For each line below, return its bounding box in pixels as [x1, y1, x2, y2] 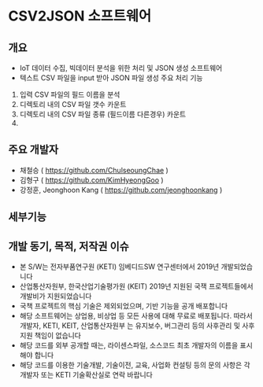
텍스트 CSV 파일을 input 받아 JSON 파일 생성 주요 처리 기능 [19, 73, 203, 83]
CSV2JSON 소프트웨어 [8, 7, 152, 25]
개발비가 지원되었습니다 [19, 292, 92, 301]
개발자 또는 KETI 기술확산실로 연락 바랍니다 [19, 370, 154, 380]
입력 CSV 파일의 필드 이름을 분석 [19, 90, 120, 99]
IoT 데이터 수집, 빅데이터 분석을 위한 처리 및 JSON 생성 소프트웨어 [19, 64, 223, 72]
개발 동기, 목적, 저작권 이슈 [8, 239, 130, 252]
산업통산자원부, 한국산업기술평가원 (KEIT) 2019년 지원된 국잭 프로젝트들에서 [19, 282, 254, 291]
